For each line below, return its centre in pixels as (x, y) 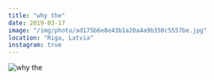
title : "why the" (37, 15)
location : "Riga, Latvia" (51, 38)
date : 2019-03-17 (37, 23)
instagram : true (35, 45)
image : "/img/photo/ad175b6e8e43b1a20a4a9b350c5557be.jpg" (108, 30)
